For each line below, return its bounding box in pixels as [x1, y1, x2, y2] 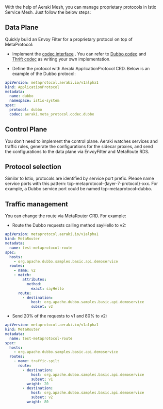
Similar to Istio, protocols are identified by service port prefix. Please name [5, 175, 154, 182]
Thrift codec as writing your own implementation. [12, 56, 111, 62]
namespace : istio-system [9, 98, 60, 103]
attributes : [22, 277, 47, 282]
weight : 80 [26, 399, 49, 404]
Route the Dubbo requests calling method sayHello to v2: [12, 223, 127, 228]
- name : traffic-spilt [14, 359, 60, 364]
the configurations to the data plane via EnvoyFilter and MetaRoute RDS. [5, 149, 149, 154]
